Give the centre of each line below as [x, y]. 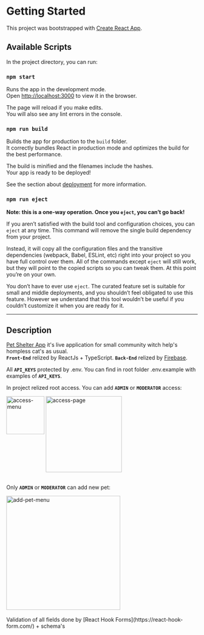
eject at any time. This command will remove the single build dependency [99, 230]
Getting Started [46, 11]
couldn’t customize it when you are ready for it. [65, 305]
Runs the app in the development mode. [56, 89]
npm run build [27, 129]
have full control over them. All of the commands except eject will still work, [101, 261]
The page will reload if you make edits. [55, 108]
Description [29, 331]
